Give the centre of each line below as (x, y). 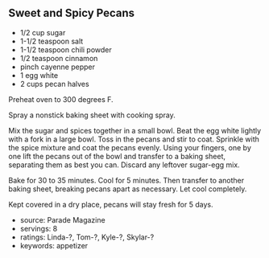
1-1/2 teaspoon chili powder (66, 49)
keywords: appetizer (54, 245)
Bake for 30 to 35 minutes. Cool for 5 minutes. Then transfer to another (126, 180)
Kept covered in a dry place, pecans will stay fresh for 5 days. (111, 204)
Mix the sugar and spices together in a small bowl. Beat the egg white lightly (135, 130)
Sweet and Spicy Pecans (72, 13)
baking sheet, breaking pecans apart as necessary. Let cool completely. (128, 189)
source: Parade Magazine (63, 219)
